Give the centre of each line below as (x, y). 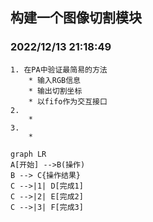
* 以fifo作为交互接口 (68, 101)
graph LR (28, 154)
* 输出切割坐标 (55, 91)
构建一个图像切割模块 (76, 18)
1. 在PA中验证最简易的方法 (59, 69)
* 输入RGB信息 (54, 80)
